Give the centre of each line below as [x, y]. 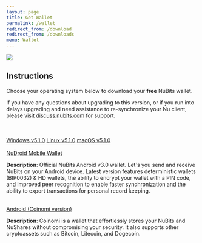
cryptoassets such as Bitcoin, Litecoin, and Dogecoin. [73, 233]
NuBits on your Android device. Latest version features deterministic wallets [101, 171]
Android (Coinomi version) [39, 209]
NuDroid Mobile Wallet [34, 153]
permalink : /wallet [31, 23]
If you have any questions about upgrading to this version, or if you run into [100, 102]
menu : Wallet [23, 40]
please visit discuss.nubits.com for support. [61, 115]
